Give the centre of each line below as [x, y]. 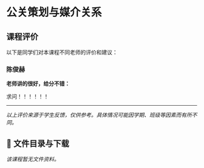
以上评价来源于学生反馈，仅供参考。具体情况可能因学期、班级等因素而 [94, 115]
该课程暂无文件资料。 [33, 159]
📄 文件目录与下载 [38, 144]
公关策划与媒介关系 [54, 12]
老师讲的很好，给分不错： [38, 84]
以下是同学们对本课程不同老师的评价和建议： [62, 52]
